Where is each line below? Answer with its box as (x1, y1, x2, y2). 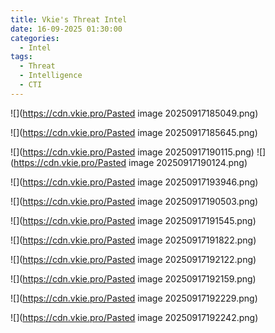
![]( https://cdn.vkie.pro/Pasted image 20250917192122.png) (10, 253, 257, 265)
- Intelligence (19, 71, 83, 81)
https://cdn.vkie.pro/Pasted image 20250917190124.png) (13, 156, 248, 168)
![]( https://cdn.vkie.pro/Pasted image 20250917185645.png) (10, 126, 258, 138)
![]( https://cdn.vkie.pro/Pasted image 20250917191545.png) (10, 214, 257, 226)
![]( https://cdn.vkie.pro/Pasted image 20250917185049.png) (10, 107, 259, 119)
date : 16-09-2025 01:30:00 (10, 24, 123, 34)
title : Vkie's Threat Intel (10, 14, 128, 25)
